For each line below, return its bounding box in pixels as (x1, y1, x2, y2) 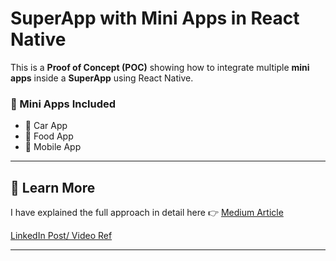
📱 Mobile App (24, 141, 82, 153)
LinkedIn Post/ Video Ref (10, 230, 113, 242)
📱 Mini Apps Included (10, 97, 117, 111)
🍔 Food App (24, 130, 74, 142)
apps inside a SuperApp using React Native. (10, 72, 194, 84)
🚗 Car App (24, 120, 68, 132)
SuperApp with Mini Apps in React (10, 7, 300, 30)
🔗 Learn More (10, 179, 96, 196)
